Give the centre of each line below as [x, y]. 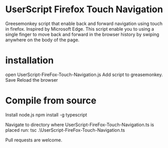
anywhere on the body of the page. [42, 40]
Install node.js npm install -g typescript [46, 115]
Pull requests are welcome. [34, 140]
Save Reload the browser [32, 80]
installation [30, 60]
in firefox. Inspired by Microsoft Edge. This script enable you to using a [80, 29]
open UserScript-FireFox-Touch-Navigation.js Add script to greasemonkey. [84, 75]
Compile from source [51, 101]
